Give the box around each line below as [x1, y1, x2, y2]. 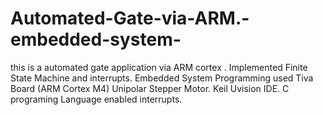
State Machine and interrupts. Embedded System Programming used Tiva [10, 72, 314, 84]
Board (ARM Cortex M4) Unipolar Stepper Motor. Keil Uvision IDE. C [10, 82, 290, 94]
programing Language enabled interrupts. [10, 93, 183, 105]
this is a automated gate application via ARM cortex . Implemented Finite [10, 61, 308, 73]
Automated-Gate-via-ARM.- [10, 7, 250, 30]
